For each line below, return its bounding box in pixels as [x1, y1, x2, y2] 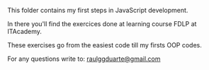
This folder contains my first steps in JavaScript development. [7, 6, 188, 14]
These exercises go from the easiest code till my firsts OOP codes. [7, 41, 202, 49]
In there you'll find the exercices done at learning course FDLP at [7, 20, 197, 28]
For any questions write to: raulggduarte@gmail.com [7, 54, 161, 63]
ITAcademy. [7, 28, 43, 35]
